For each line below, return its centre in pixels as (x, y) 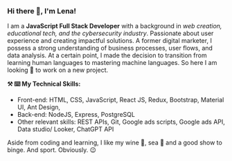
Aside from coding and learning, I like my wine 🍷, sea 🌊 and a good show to (115, 143)
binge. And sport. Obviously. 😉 (52, 150)
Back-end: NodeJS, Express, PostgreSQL (76, 115)
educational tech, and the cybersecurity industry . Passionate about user (110, 33)
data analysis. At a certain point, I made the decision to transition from (107, 55)
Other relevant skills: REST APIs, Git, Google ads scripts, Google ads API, (121, 122)
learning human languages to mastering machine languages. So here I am (112, 63)
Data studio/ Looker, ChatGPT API (65, 129)
